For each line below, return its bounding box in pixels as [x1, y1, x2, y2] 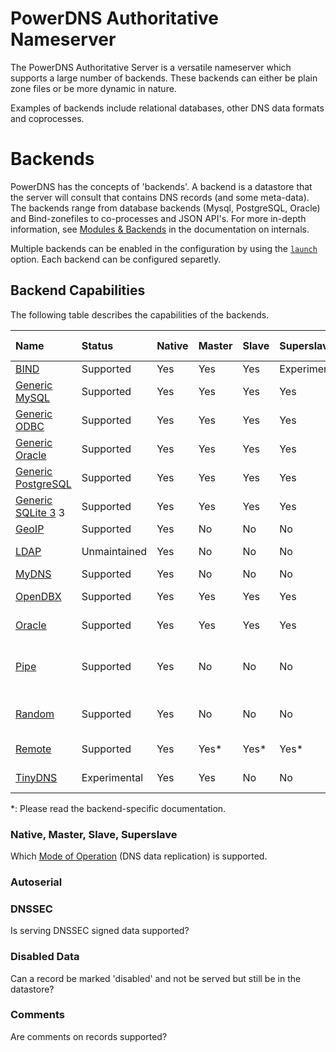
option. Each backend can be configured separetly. [10, 253, 222, 265]
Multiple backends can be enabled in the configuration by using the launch [10, 242, 318, 254]
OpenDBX [15, 589, 62, 603]
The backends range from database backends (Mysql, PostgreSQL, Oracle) [10, 202, 321, 214]
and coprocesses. [10, 112, 85, 124]
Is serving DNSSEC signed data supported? [10, 925, 190, 937]
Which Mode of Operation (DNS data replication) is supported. [10, 850, 268, 862]
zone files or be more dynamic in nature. [10, 82, 177, 94]
